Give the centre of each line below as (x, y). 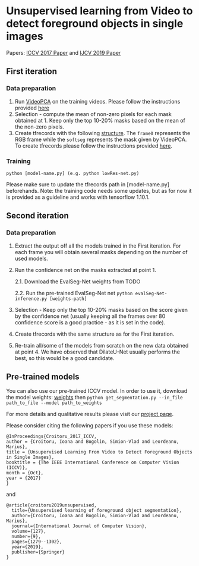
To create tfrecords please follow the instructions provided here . (93, 146)
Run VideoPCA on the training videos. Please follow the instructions (97, 101)
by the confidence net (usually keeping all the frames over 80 (90, 316)
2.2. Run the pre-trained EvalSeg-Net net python (74, 293)
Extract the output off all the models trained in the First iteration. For (98, 246)
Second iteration (38, 216)
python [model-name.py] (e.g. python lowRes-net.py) (73, 173)
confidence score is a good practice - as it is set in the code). (90, 322)
